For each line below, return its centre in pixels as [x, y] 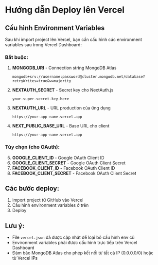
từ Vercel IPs [25, 258]
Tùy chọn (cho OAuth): [32, 147]
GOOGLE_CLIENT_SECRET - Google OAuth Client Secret [69, 163]
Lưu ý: [15, 226]
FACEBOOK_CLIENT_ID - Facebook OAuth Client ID [63, 168]
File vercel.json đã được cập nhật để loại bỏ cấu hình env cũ [73, 237]
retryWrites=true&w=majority [42, 81]
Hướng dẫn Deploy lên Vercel [65, 10]
